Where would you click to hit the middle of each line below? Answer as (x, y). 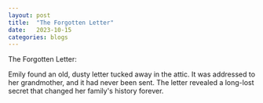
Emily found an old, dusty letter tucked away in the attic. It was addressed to (132, 74)
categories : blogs (38, 37)
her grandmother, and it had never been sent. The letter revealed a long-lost (131, 83)
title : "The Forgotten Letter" (61, 23)
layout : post (29, 15)
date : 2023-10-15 (40, 30)
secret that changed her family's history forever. (86, 91)
